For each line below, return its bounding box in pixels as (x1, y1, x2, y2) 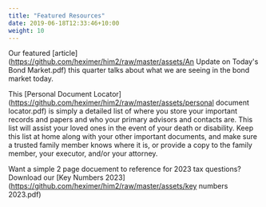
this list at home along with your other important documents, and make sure (8, 132, 258, 141)
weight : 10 (8, 26, 45, 34)
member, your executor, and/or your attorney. (8, 149, 158, 158)
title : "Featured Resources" (8, 11, 105, 20)
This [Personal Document (8, 90, 92, 99)
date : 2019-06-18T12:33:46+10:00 (8, 19, 120, 27)
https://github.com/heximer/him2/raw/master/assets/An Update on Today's (10, 57, 259, 66)
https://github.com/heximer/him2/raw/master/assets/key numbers (10, 181, 228, 191)
